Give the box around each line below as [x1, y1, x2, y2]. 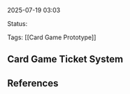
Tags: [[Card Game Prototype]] [7, 33, 96, 41]
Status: [7, 20, 28, 27]
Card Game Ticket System [7, 53, 124, 65]
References [7, 77, 59, 89]
